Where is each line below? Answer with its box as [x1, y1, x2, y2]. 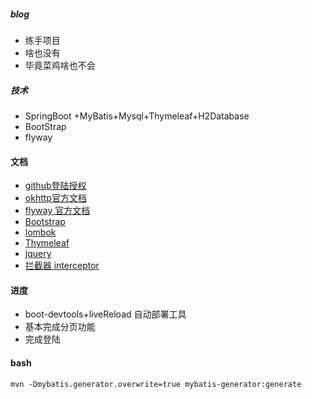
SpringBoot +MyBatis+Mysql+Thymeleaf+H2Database [24, 110, 250, 122]
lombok [24, 226, 57, 239]
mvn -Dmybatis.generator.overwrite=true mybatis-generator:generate [10, 379, 302, 389]
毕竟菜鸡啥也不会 [24, 59, 96, 71]
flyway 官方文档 [24, 205, 91, 217]
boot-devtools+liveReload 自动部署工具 [24, 308, 187, 320]
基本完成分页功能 [24, 321, 96, 333]
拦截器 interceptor [24, 260, 100, 272]
